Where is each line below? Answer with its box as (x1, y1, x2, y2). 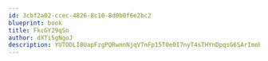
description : (8, 41, 52, 49)
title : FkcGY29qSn (8, 26, 69, 34)
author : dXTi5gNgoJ (8, 33, 73, 42)
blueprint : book (8, 19, 62, 27)
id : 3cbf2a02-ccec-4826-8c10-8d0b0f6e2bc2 (8, 11, 152, 20)
